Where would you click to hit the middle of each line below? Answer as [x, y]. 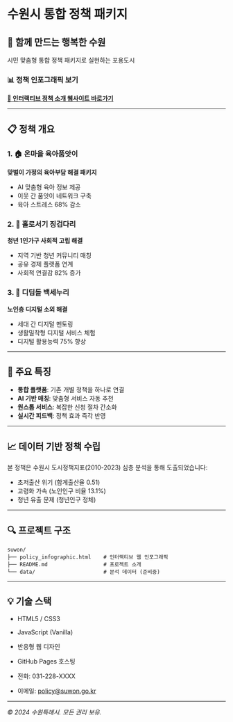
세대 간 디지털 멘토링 [45, 323]
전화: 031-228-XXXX [46, 676]
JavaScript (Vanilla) [45, 632]
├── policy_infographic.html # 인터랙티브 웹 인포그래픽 [88, 557]
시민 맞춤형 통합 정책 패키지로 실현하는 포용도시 [71, 60]
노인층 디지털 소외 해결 [37, 309]
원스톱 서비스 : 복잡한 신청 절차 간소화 [67, 407]
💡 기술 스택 [29, 601]
